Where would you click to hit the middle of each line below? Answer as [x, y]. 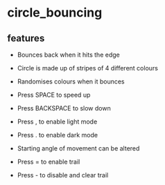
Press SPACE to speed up [54, 95]
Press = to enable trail [49, 162]
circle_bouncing [55, 13]
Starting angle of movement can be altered [78, 148]
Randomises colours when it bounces [71, 81]
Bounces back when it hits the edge [68, 55]
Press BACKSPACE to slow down [64, 108]
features [26, 38]
